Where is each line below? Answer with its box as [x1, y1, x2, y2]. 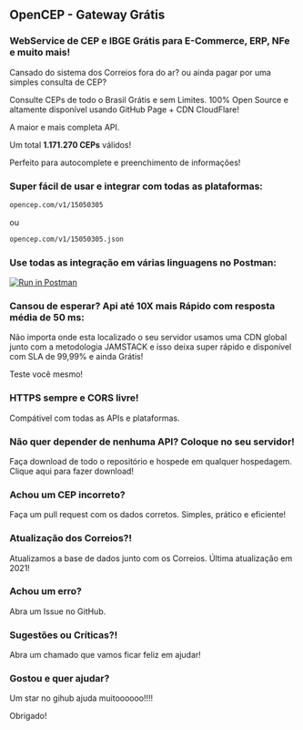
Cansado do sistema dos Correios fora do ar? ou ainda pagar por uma [9, 67, 271, 78]
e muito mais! [9, 46, 71, 58]
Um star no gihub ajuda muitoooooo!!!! [9, 693, 154, 704]
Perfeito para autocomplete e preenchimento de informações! [9, 157, 241, 168]
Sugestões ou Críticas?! [9, 629, 118, 641]
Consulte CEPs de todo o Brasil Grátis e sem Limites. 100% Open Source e [9, 94, 289, 105]
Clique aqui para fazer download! [9, 465, 135, 476]
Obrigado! [9, 711, 47, 722]
